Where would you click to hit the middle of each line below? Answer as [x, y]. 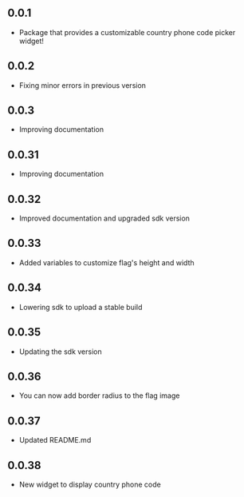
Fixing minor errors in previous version [83, 85]
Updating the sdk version [61, 352]
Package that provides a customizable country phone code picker [127, 32]
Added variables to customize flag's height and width [106, 262]
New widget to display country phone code [90, 484]
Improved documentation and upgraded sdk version [104, 218]
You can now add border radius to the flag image [99, 396]
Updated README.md [55, 440]
